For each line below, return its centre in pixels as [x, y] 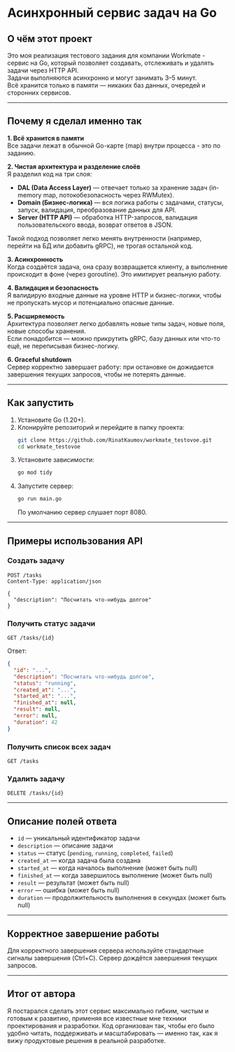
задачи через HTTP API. [43, 70]
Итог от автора [41, 994]
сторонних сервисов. [39, 93]
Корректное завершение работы [83, 933]
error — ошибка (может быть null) [69, 890]
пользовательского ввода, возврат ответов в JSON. [95, 225]
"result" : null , [37, 709]
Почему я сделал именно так [74, 121]
